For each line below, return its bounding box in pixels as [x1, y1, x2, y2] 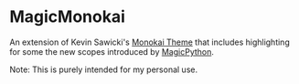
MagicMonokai [9, 6, 126, 27]
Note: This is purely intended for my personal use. [9, 64, 198, 75]
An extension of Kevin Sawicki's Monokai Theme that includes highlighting [9, 37, 290, 47]
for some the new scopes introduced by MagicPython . [9, 46, 215, 57]
